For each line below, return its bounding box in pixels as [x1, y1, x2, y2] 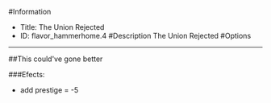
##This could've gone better [8, 54, 103, 64]
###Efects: [8, 70, 45, 79]
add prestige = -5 [19, 85, 79, 95]
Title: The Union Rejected [19, 23, 105, 31]
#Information [8, 7, 52, 16]
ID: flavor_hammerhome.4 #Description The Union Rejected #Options [19, 31, 252, 40]
